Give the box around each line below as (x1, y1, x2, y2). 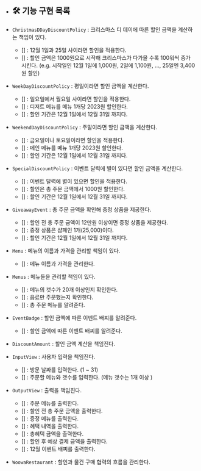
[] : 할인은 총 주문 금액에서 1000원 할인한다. (21, 185, 125, 192)
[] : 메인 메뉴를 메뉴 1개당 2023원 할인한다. (21, 144, 124, 151)
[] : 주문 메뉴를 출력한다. (21, 399, 79, 407)
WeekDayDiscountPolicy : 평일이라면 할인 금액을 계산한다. (12, 82, 149, 90)
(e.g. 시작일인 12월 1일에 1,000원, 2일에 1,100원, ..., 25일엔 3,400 (39, 62, 196, 69)
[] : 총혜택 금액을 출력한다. (21, 430, 84, 437)
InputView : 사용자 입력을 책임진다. (12, 353, 96, 360)
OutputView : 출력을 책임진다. (12, 386, 82, 394)
